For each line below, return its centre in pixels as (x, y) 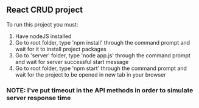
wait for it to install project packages (61, 49)
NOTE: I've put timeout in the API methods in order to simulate (100, 90)
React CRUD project (45, 10)
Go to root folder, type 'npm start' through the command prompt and (101, 68)
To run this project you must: (42, 24)
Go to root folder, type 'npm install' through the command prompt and (103, 42)
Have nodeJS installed (43, 36)
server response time (39, 98)
